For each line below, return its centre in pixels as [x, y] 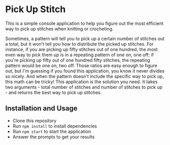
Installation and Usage [41, 108]
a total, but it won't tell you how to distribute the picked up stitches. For [79, 44]
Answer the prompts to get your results [54, 137]
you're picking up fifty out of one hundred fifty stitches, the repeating [78, 60]
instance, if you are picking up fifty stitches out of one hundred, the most [81, 49]
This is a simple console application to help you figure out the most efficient [84, 23]
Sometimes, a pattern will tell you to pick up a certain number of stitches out [85, 39]
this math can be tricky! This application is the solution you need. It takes [81, 82]
